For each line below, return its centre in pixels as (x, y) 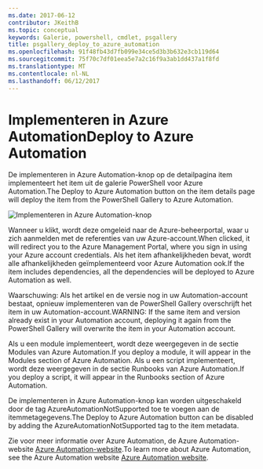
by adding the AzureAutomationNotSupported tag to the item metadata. (124, 426)
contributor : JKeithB (44, 23)
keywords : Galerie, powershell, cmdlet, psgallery (93, 37)
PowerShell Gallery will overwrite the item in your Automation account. (122, 329)
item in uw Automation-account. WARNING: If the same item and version (124, 312)
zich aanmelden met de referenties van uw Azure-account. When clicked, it (129, 238)
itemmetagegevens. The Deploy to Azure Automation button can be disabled (131, 417)
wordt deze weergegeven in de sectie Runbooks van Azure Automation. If (126, 369)
